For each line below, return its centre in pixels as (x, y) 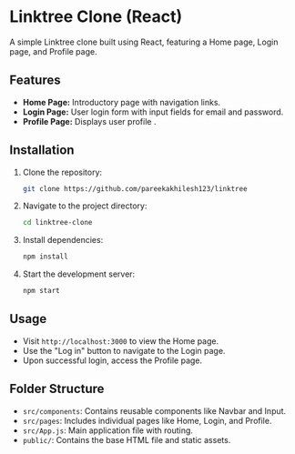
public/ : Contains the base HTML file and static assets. (127, 439)
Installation (42, 151)
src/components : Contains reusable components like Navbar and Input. (154, 410)
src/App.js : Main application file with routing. (108, 430)
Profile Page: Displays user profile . (89, 121)
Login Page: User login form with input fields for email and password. (153, 112)
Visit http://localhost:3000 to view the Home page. (121, 341)
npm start (41, 291)
